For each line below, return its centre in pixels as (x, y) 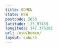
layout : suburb (21, 38)
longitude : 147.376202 (29, 28)
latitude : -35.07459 (27, 24)
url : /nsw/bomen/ (23, 33)
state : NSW (17, 14)
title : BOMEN (19, 10)
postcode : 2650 (21, 19)
